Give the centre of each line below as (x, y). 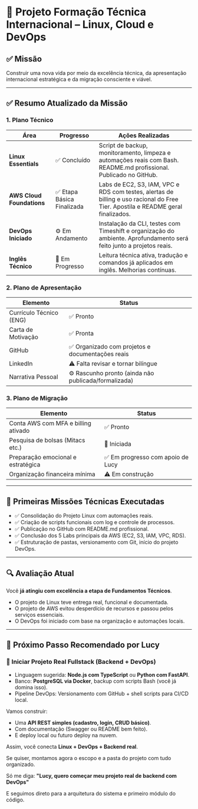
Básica (65, 199)
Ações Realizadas (144, 135)
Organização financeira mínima (52, 474)
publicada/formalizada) (101, 380)
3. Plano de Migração (37, 398)
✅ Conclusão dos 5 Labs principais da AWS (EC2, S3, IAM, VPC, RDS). (100, 535)
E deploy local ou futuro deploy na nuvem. (66, 735)
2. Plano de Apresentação (44, 287)
